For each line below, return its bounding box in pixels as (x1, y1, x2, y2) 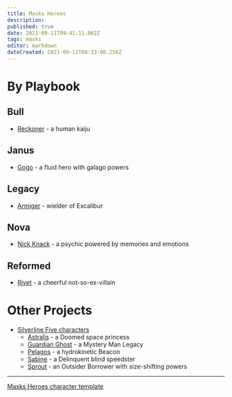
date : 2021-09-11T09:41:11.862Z (7, 29, 100, 37)
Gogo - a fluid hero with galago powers (17, 163, 129, 171)
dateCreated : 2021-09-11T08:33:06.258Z (7, 49, 122, 56)
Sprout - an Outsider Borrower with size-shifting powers (27, 362, 188, 371)
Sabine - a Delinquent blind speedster (27, 355, 136, 364)
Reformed (7, 260, 51, 272)
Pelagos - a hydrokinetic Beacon (27, 348, 121, 356)
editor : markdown (7, 42, 57, 49)
